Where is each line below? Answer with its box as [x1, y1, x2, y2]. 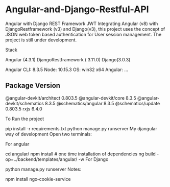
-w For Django [78, 156, 109, 162]
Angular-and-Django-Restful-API [5, 4, 149, 15]
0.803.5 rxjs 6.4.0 [5, 106, 42, 112]
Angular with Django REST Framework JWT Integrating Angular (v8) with [5, 20, 158, 27]
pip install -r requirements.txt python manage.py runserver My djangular [5, 125, 157, 131]
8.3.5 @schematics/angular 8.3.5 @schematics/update [45, 100, 160, 106]
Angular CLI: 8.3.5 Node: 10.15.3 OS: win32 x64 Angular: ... [5, 66, 129, 73]
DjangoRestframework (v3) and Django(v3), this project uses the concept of [5, 26, 165, 32]
